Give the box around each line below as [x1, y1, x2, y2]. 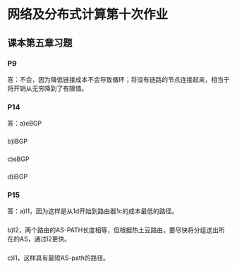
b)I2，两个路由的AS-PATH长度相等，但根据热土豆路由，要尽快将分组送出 [7, 226, 219, 234]
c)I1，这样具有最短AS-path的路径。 [7, 253, 109, 262]
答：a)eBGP [7, 119, 42, 128]
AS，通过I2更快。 [19, 234, 71, 244]
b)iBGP [7, 137, 28, 145]
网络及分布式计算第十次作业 [7, 6, 169, 23]
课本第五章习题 [7, 37, 73, 49]
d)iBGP [7, 172, 28, 181]
